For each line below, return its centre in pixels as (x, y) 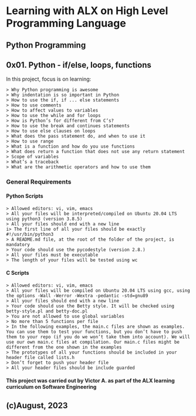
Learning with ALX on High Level (87, 11)
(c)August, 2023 (37, 405)
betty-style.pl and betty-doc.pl (47, 311)
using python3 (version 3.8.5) (44, 219)
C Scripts (18, 273)
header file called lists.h (40, 357)
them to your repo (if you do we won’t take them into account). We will (98, 337)
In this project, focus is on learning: (49, 79)
